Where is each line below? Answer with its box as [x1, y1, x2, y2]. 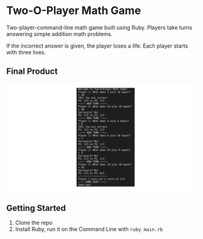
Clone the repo [15, 219, 53, 226]
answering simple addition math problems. [6, 30, 113, 37]
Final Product [6, 66, 58, 77]
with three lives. [6, 48, 46, 55]
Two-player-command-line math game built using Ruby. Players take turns [6, 24, 193, 31]
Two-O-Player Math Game [6, 4, 142, 18]
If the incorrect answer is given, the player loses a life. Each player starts [6, 42, 188, 49]
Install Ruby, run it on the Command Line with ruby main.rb [15, 226, 163, 233]
